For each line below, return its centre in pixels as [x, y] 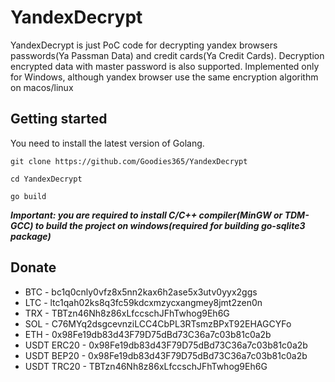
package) [31, 236]
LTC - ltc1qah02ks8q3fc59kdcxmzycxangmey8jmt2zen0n [143, 302]
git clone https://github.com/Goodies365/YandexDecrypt [129, 161]
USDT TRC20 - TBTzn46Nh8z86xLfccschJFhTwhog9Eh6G [146, 366]
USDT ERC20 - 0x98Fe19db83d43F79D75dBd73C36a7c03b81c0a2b [166, 345]
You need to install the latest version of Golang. [107, 143]
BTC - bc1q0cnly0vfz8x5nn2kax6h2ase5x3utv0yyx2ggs [141, 292]
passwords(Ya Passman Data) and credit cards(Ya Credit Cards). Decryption [167, 55]
